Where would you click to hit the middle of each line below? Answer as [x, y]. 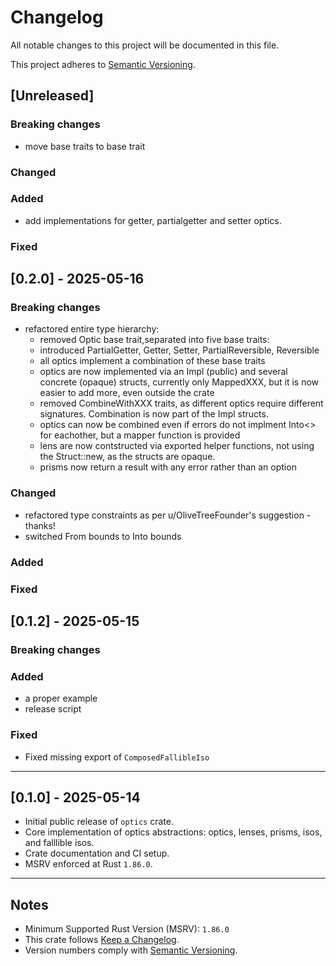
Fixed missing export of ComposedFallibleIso [117, 757]
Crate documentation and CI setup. [97, 853]
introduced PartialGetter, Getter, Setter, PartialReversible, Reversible [179, 350]
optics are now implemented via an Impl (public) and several [163, 372]
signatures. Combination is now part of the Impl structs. [154, 414]
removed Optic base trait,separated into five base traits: [154, 340]
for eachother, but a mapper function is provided [140, 435]
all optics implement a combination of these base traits [152, 361]
